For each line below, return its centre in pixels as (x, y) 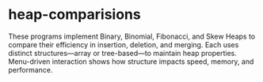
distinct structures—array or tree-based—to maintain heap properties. (123, 53)
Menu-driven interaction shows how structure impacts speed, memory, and (131, 61)
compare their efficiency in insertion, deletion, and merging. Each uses (124, 44)
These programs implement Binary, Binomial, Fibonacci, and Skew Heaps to (132, 36)
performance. (30, 69)
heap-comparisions (74, 15)
